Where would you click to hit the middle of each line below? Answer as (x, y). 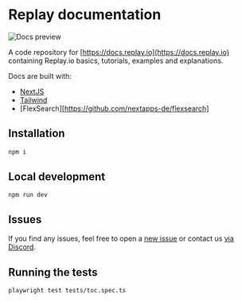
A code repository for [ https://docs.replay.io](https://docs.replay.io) (119, 52)
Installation (37, 133)
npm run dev (28, 195)
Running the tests (53, 272)
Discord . (22, 247)
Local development (57, 177)
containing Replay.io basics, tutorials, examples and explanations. (116, 61)
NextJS (32, 91)
